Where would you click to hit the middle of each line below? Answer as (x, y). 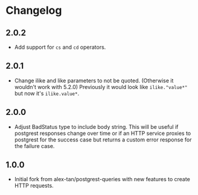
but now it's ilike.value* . (47, 93)
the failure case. (34, 146)
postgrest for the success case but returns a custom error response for (103, 140)
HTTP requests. (34, 186)
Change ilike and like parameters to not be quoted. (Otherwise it (94, 80)
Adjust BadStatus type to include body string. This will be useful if (96, 126)
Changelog (34, 11)
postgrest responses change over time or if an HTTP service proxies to (103, 133)
